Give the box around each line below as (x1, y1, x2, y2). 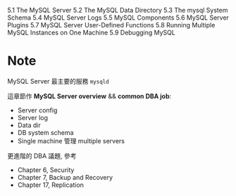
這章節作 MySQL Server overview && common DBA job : (7, 91, 172, 100)
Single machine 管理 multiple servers (17, 136, 125, 145)
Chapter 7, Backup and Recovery (17, 173, 113, 181)
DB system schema (17, 128, 74, 136)
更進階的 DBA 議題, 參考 (7, 151, 77, 160)
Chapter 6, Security (17, 165, 75, 174)
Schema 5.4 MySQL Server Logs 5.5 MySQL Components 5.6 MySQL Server (7, 13, 229, 22)
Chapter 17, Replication (17, 181, 85, 189)
